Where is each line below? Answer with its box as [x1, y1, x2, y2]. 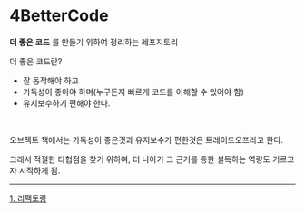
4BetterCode [9, 5, 109, 26]
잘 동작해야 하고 [22, 74, 79, 86]
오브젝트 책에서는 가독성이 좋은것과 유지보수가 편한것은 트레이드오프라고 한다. [9, 134, 284, 145]
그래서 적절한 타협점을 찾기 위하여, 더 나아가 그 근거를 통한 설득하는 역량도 [9, 153, 271, 164]
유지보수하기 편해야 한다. [22, 97, 111, 109]
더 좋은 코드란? [9, 55, 63, 66]
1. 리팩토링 [9, 192, 47, 204]
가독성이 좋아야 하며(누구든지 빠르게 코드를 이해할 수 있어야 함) [22, 86, 245, 97]
